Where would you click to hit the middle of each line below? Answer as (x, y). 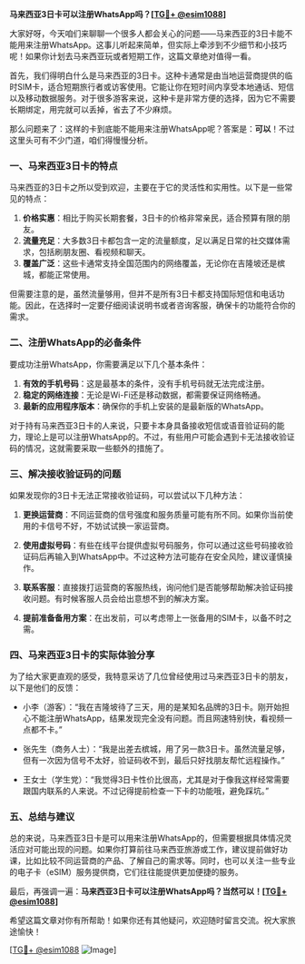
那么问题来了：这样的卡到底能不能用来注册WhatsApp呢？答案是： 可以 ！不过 (152, 129)
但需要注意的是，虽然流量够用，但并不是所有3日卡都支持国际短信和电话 (143, 294)
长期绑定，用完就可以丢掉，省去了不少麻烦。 (93, 109)
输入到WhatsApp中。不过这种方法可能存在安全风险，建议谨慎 (169, 556)
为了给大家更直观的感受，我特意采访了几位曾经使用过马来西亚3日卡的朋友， (151, 676)
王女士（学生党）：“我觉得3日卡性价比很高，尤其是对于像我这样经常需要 (156, 780)
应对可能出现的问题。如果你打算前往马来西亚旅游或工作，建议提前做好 (148, 850)
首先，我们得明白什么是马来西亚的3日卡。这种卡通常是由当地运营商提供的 (147, 75)
